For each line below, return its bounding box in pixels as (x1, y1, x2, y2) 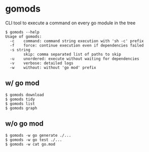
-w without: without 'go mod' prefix (10, 65, 96, 70)
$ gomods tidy (5, 97, 35, 102)
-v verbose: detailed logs (10, 60, 73, 66)
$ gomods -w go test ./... (5, 137, 62, 142)
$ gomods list (5, 101, 35, 106)
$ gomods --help (5, 29, 40, 34)
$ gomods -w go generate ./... (5, 133, 71, 138)
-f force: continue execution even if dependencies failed (10, 43, 144, 48)
